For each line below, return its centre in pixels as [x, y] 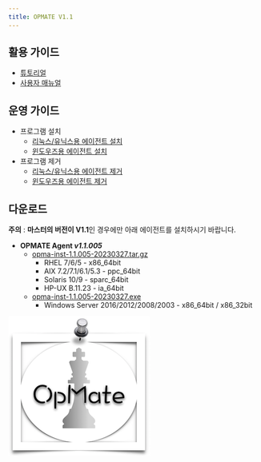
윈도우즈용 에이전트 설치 [70, 151]
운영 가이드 [34, 111]
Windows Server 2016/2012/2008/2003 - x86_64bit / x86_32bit [148, 305]
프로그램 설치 [40, 131]
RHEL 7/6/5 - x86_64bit [82, 263]
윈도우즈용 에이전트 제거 [70, 181]
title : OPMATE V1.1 [41, 17]
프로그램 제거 [40, 161]
